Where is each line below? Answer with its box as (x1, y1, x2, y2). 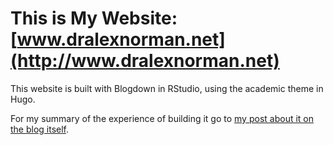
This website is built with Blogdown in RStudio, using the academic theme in (10, 82, 324, 94)
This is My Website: (10, 7, 178, 30)
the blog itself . (10, 123, 70, 135)
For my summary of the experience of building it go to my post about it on (10, 112, 314, 124)
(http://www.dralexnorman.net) (10, 50, 280, 72)
